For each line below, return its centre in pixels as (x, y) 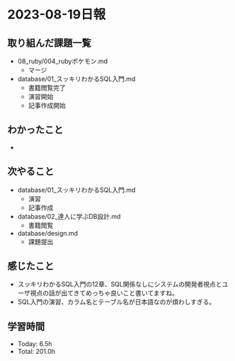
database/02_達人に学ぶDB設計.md (69, 216)
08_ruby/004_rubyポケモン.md (63, 61)
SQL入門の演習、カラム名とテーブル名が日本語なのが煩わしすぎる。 (116, 302)
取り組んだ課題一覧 (49, 43)
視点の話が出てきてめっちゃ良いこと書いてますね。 (104, 293)
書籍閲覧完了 (47, 88)
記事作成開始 (47, 105)
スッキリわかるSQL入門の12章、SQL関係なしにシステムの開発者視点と (120, 285)
